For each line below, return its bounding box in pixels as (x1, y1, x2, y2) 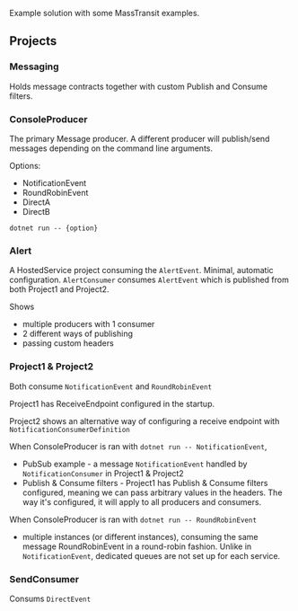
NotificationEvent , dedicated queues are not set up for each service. (22, 550, 281, 561)
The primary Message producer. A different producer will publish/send (9, 133, 270, 144)
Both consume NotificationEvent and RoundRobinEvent (9, 381, 213, 392)
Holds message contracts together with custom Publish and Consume (9, 81, 267, 92)
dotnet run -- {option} (9, 224, 99, 233)
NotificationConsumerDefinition (9, 425, 130, 434)
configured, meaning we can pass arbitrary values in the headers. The (22, 487, 283, 498)
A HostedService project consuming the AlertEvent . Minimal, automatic (9, 265, 274, 276)
